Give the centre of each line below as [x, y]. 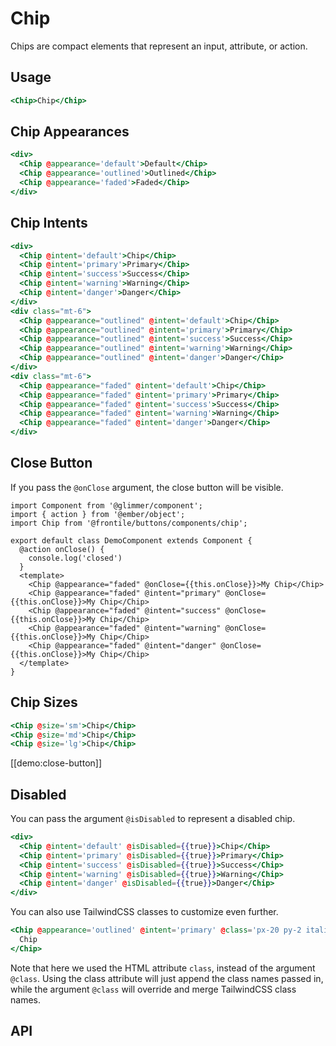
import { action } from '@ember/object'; [98, 514]
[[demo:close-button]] [56, 763]
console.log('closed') [75, 558]
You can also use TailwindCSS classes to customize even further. [144, 912]
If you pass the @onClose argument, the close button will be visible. [147, 487]
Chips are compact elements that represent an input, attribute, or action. [159, 46]
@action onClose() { [62, 549]
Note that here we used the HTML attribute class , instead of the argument [163, 968]
